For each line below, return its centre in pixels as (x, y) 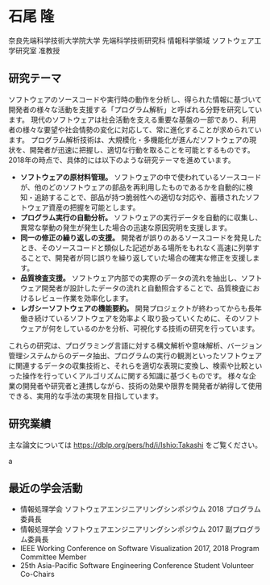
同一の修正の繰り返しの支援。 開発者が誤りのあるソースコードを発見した (141, 237)
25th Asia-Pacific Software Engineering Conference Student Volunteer (137, 566)
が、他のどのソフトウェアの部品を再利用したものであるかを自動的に (133, 187)
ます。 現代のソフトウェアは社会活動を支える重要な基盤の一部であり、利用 (132, 119)
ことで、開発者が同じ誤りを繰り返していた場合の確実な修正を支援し (140, 257)
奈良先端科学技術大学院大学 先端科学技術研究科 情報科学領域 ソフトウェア (131, 40)
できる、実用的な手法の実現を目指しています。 (85, 395)
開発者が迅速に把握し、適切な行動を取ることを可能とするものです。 (142, 149)
